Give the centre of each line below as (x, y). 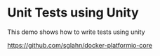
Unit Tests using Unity (73, 13)
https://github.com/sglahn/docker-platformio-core (80, 45)
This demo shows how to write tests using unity (76, 32)
